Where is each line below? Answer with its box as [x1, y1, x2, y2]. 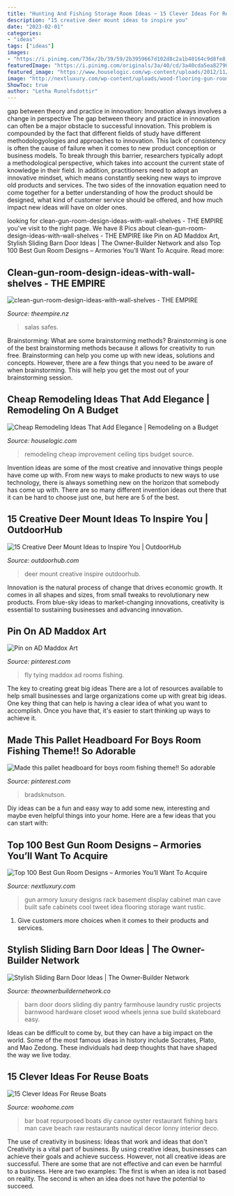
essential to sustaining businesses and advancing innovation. [7, 605, 183, 614]
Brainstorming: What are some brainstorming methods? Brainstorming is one [7, 336, 227, 345]
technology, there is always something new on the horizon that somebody [7, 478, 219, 486]
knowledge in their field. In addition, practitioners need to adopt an [7, 166, 198, 175]
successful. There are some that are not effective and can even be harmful [7, 1159, 222, 1167]
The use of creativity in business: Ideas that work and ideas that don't [7, 1137, 208, 1146]
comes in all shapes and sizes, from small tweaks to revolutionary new [7, 590, 210, 599]
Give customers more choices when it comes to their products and [17, 917, 209, 924]
